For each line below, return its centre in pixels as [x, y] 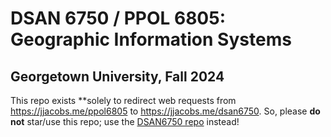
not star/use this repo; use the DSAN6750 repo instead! [125, 121]
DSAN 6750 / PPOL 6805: [118, 18]
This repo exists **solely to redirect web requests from [123, 100]
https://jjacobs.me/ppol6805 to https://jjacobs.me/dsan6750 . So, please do [165, 111]
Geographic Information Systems [151, 39]
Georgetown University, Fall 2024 [117, 76]
